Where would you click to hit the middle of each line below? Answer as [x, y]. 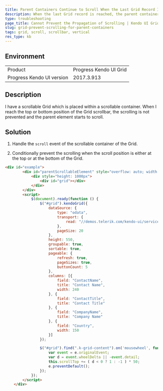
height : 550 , [62, 240]
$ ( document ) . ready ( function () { [65, 199]
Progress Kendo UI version [38, 77]
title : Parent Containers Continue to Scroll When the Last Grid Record [80, 9]
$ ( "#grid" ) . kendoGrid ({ [64, 204]
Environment [25, 56]
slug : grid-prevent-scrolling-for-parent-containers [59, 28]
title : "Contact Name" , [81, 285]
